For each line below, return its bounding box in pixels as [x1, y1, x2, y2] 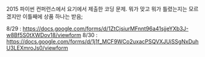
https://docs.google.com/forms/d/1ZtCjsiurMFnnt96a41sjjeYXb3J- [22, 25, 189, 32]
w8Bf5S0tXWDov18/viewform [6, 32, 81, 38]
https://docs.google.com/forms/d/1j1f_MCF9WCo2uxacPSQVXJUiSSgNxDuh [6, 38, 199, 45]
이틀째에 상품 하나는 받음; [22, 13, 84, 20]
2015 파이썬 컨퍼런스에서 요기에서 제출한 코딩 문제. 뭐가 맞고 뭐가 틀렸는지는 [6, 5, 188, 12]
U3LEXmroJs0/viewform [6, 44, 68, 52]
